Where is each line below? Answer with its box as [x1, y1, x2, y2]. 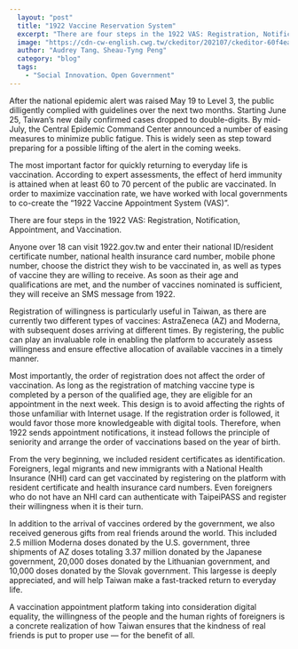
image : [17, 37, 42, 47]
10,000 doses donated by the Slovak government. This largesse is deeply [9, 565, 278, 576]
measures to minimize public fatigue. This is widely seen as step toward [9, 132, 272, 143]
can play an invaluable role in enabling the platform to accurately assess [9, 334, 273, 345]
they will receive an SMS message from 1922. [9, 288, 176, 299]
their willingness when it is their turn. [9, 501, 144, 511]
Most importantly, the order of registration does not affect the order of [9, 370, 266, 381]
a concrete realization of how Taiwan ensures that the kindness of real [9, 620, 266, 631]
